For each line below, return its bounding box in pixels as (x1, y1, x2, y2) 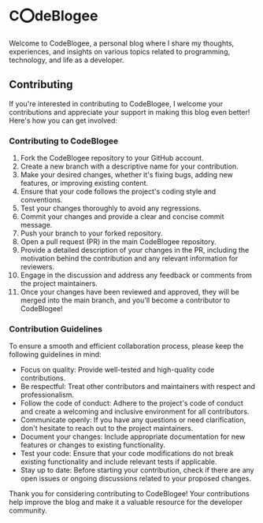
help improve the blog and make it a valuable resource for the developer (9, 498, 243, 507)
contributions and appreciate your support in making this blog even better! (9, 107, 250, 117)
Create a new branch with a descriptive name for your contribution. (20, 161, 239, 171)
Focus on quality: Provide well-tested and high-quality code (20, 365, 215, 375)
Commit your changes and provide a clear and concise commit (20, 212, 224, 221)
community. (9, 506, 47, 515)
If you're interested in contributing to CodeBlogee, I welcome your (9, 98, 224, 108)
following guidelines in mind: (9, 350, 102, 359)
